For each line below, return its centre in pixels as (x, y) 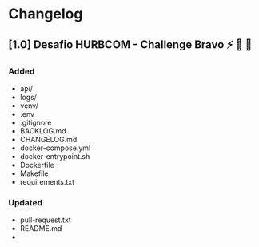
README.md (41, 229)
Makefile (34, 173)
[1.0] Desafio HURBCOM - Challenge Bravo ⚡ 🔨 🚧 (130, 44)
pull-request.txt (46, 220)
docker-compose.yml (55, 148)
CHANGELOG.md (48, 139)
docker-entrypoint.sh (55, 156)
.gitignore (36, 122)
